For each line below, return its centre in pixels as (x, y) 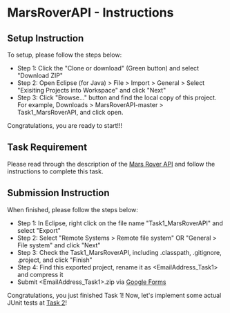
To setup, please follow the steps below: (65, 55)
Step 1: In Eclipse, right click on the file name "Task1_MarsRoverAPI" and (120, 223)
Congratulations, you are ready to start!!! (65, 125)
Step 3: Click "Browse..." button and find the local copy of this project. (117, 97)
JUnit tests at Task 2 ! (37, 303)
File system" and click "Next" (59, 245)
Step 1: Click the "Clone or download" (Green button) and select (108, 68)
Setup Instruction (46, 38)
